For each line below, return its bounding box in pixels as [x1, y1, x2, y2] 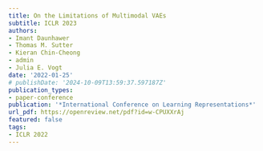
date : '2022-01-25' [8, 71, 74, 79]
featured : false [8, 116, 63, 124]
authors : [8, 26, 38, 34]
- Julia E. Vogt [8, 64, 63, 72]
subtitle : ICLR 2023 [8, 19, 78, 27]
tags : [8, 123, 26, 131]
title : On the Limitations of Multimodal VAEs [8, 11, 167, 20]
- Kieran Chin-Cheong [8, 49, 81, 57]
